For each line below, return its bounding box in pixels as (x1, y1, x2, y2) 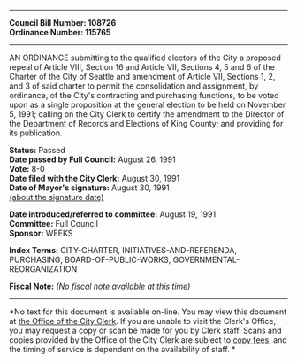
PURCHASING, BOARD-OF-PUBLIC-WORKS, (9, 254, 171, 265)
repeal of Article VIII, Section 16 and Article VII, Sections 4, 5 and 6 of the (9, 62, 276, 72)
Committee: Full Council (9, 219, 99, 228)
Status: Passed (9, 145, 66, 155)
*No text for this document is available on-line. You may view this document (9, 306, 287, 317)
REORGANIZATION (9, 264, 78, 274)
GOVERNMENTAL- (172, 254, 240, 265)
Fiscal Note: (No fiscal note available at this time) (9, 281, 191, 291)
